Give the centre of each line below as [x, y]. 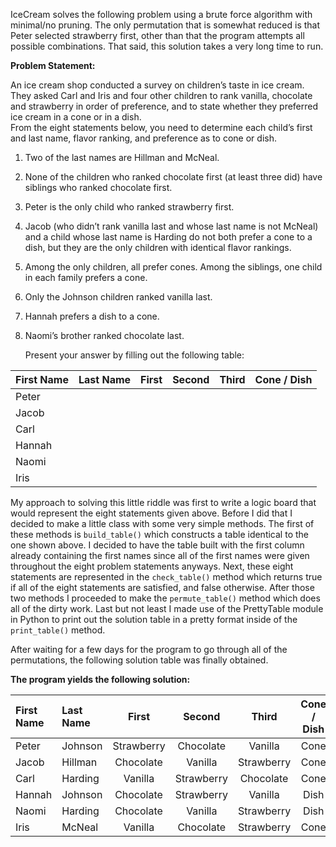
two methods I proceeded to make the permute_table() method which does [165, 598]
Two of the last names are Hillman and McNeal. [122, 157]
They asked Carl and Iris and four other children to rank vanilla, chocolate [161, 95]
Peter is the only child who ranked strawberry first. [129, 207]
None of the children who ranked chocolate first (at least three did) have [173, 177]
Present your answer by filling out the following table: [134, 355]
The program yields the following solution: [100, 679]
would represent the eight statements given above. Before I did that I [151, 513]
